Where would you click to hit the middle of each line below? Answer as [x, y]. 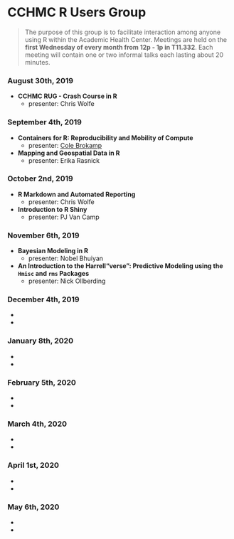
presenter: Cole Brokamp [65, 145]
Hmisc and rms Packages [53, 274]
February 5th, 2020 [42, 383]
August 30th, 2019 [40, 80]
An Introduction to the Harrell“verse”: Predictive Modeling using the [120, 266]
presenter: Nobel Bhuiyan [66, 258]
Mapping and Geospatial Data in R [69, 153]
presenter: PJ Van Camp [64, 217]
